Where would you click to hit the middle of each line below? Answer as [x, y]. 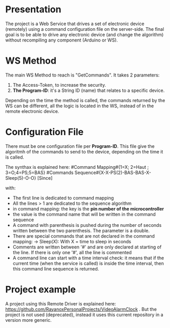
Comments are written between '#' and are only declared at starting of [87, 247]
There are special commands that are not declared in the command [84, 236]
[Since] [45, 178]
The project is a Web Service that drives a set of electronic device [75, 24]
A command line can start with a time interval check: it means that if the [88, 258]
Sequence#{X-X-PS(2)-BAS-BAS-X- [113, 172]
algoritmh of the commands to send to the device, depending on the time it [84, 151]
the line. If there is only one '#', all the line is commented [72, 252]
